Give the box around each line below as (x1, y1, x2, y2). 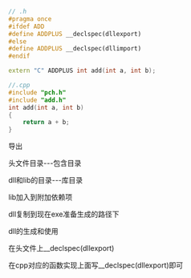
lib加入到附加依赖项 (8, 192, 73, 202)
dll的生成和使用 (8, 227, 59, 236)
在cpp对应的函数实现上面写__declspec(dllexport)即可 (8, 260, 184, 270)
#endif (8, 52, 30, 60)
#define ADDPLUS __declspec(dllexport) (8, 30, 142, 38)
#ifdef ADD (8, 22, 45, 30)
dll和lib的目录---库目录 (8, 175, 83, 185)
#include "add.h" (8, 96, 67, 104)
